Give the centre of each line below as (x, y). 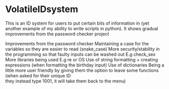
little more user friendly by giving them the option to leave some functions (82, 70)
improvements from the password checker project (57, 34)
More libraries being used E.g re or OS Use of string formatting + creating (81, 59)
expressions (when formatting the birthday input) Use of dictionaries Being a (85, 65)
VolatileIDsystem (42, 9)
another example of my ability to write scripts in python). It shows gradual (82, 28)
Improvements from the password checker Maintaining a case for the (77, 43)
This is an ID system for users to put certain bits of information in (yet (77, 23)
